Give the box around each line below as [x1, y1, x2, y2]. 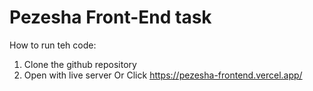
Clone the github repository [23, 58, 137, 70]
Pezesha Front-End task [9, 6, 212, 29]
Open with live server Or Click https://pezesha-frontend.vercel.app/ [23, 69, 303, 81]
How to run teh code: [9, 39, 97, 51]
